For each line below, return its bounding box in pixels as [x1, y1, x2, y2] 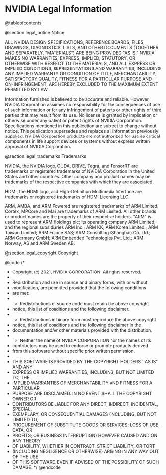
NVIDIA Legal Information [5, 3, 112, 15]
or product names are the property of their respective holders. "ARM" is [5, 213, 152, 219]
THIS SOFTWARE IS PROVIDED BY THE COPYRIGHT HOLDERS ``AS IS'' [12, 358, 159, 364]
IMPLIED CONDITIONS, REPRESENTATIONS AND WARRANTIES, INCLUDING [5, 66, 161, 71]
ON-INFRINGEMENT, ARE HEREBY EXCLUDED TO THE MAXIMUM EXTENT [5, 81, 159, 87]
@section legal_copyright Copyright [5, 250, 78, 256]
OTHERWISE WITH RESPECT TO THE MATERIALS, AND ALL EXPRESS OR [5, 60, 156, 66]
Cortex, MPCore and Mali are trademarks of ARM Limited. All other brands [5, 208, 157, 214]
